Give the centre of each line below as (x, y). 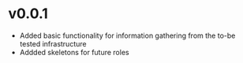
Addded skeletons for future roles (74, 52)
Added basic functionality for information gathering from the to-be (127, 35)
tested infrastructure (53, 43)
